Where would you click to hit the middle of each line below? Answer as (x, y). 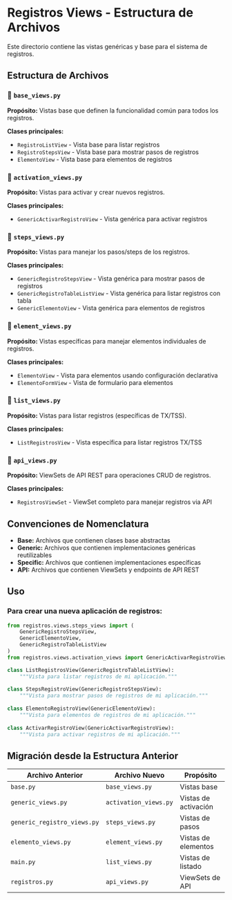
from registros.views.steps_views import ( (71, 626)
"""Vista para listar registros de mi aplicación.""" (98, 676)
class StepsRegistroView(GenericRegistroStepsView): (85, 689)
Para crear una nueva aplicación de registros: (85, 611)
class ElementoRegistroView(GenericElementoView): (81, 709)
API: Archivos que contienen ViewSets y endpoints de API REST (108, 570)
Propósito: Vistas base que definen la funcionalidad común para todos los (113, 110)
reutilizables (35, 555)
